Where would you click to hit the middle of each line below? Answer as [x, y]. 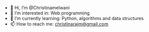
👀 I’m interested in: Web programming [50, 13]
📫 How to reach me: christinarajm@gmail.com [59, 24]
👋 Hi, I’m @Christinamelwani [40, 8]
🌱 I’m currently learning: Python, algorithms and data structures [77, 18]
